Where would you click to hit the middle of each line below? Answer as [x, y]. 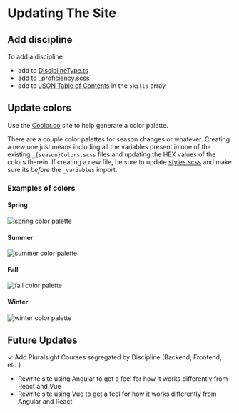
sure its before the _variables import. [62, 169]
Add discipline [40, 40]
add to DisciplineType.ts [53, 70]
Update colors [40, 108]
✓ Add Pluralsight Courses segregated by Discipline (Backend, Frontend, [115, 357]
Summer [20, 237]
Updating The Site [62, 13]
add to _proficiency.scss [54, 78]
